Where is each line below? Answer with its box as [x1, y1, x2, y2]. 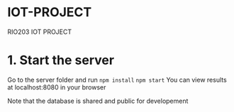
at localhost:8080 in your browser [7, 82, 106, 92]
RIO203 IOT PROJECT [7, 27, 72, 36]
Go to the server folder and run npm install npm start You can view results [7, 75, 227, 84]
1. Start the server [7, 52, 115, 68]
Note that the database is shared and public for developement [7, 97, 189, 105]
